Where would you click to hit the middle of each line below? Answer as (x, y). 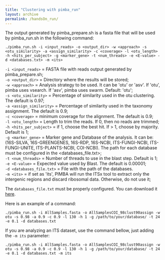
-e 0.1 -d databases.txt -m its (38, 254)
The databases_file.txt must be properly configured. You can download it (81, 189)
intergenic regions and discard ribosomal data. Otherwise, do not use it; (78, 179)
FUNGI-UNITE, (20, 148)
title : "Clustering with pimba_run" (43, 10)
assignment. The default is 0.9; (37, 111)
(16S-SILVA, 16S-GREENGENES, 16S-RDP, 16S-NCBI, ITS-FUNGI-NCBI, (77, 143)
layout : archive (22, 14)
